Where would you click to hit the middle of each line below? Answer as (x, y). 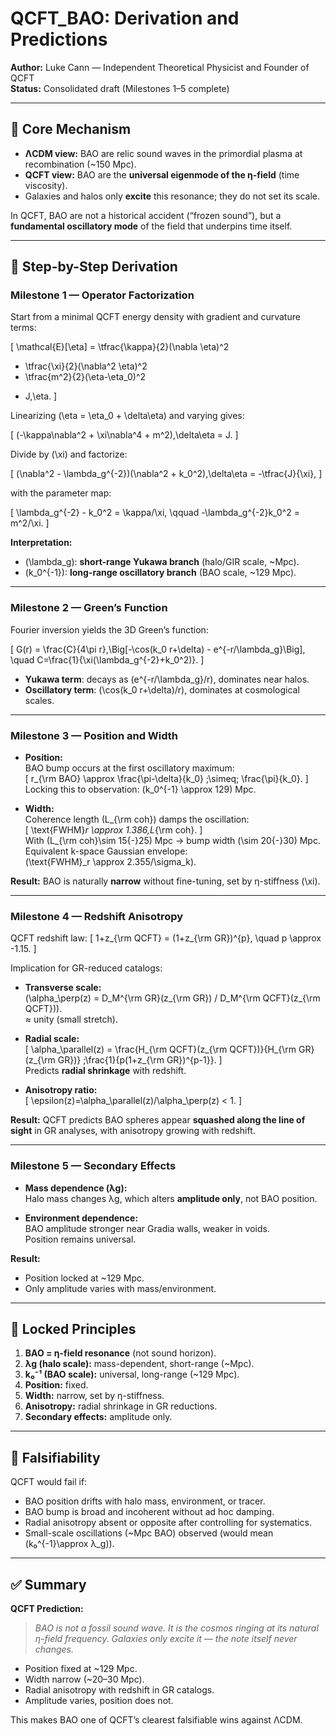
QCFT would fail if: (49, 1482)
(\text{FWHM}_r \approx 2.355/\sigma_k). (110, 862)
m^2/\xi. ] (30, 523)
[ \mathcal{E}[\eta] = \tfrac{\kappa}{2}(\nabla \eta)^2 (120, 347)
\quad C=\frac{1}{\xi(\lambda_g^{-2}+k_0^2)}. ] (107, 659)
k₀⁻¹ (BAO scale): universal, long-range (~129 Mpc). (132, 1374)
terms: (23, 328)
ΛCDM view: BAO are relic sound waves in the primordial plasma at (163, 153)
